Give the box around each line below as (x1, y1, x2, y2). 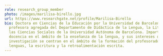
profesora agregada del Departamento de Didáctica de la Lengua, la (9, 25, 151, 30)
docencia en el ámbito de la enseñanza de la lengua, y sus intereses (9, 35, 155, 39)
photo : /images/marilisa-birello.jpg (4, 12, 81, 17)
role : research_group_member (4, 7, 64, 12)
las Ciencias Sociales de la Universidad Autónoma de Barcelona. (9, 30, 145, 35)
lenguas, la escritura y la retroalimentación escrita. (9, 43, 125, 48)
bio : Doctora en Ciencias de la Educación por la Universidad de (4, 20, 140, 26)
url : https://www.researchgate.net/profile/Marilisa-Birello (4, 16, 131, 21)
